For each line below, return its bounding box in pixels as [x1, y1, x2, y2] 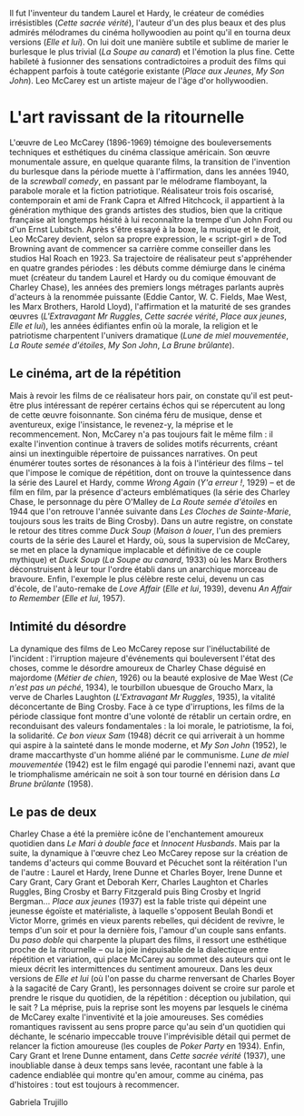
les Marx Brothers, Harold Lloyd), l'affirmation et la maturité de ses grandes [9, 301, 291, 311]
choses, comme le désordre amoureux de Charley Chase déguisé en [9, 662, 266, 673]
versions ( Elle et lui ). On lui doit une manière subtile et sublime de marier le [9, 36, 289, 47]
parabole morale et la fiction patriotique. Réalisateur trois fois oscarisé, [9, 185, 274, 196]
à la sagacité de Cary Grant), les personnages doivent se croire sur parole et [9, 983, 295, 993]
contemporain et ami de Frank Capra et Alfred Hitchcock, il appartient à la [9, 194, 286, 205]
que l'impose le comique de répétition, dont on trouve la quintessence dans [9, 467, 292, 478]
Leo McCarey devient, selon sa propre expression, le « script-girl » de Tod [9, 233, 288, 244]
